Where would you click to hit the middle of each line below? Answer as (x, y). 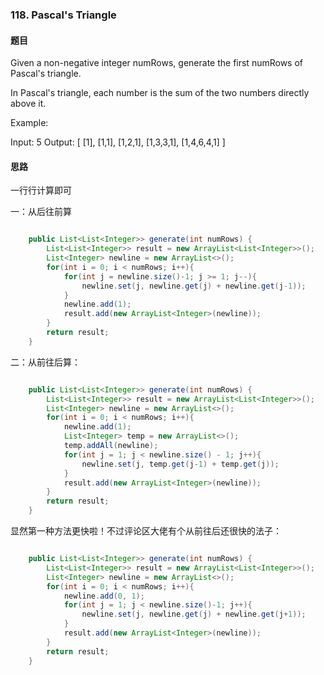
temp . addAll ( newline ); (111, 446)
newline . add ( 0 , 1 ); (104, 596)
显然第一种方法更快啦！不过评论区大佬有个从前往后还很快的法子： (146, 531)
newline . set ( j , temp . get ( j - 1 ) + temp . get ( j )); (180, 464)
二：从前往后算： (45, 362)
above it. (28, 104)
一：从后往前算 (41, 212)
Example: (29, 123)
